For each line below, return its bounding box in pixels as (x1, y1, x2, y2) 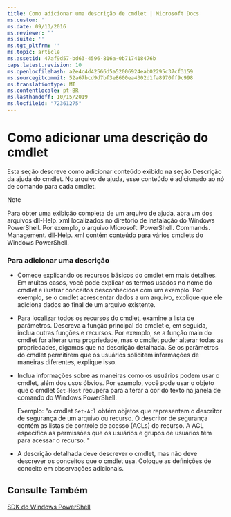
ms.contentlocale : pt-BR (7, 87, 79, 94)
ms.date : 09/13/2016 (7, 23, 67, 30)
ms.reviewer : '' (7, 29, 54, 37)
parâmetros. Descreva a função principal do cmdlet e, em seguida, (17, 321, 207, 330)
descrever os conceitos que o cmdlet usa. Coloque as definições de (17, 457, 212, 465)
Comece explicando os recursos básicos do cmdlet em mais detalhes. (17, 271, 218, 280)
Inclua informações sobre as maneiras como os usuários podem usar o (17, 371, 220, 380)
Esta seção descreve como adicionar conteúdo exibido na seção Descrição (7, 167, 222, 176)
